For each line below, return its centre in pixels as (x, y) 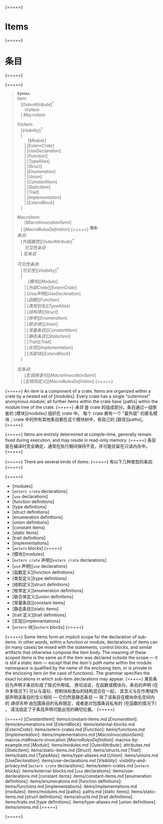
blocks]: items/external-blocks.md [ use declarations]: (58, 771)
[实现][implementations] (36, 621)
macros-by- (127, 740)
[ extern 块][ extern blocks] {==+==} (48, 627)
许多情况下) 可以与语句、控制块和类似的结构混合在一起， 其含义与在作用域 (80, 691)
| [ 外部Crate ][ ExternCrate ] (50, 287)
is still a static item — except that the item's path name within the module (78, 663)
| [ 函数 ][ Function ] (42, 300)
